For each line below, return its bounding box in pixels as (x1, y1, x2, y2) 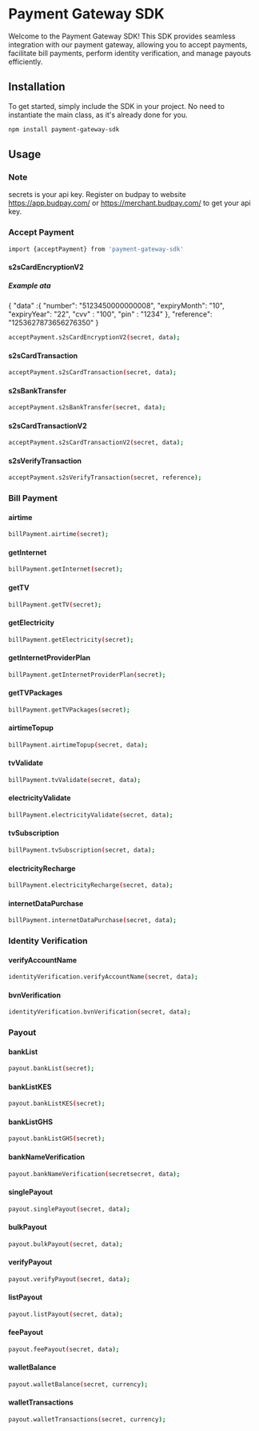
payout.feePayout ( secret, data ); (8, 1345, 120, 1353)
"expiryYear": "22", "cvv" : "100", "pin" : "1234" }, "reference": (8, 309, 213, 319)
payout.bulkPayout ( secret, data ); (8, 1240, 124, 1248)
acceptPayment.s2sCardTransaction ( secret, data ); (8, 369, 177, 377)
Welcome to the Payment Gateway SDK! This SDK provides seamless (8, 31, 236, 41)
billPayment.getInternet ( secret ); (8, 566, 124, 574)
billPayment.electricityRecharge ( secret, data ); (8, 881, 173, 889)
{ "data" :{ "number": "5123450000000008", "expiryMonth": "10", (8, 301, 225, 311)
